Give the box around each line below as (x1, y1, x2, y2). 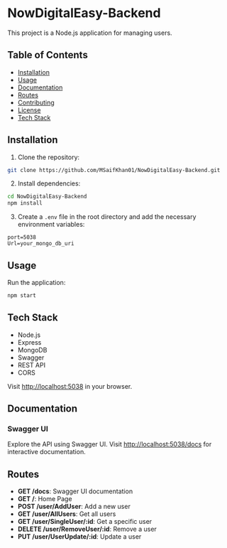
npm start (7, 292, 37, 299)
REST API (17, 360, 46, 369)
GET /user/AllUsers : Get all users (17, 510, 116, 518)
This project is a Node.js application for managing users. (7, 28, 172, 37)
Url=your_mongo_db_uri (7, 240, 74, 247)
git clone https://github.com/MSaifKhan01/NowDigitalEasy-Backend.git (7, 166, 221, 173)
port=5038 (7, 234, 37, 241)
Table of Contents (7, 49, 89, 61)
